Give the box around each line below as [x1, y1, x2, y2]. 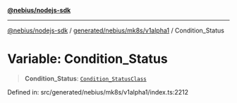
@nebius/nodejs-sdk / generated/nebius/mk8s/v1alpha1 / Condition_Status [7, 26, 224, 35]
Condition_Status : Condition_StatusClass [24, 74, 147, 83]
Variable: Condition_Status [7, 51, 168, 67]
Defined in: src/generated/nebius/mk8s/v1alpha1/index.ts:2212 [7, 87, 189, 96]
